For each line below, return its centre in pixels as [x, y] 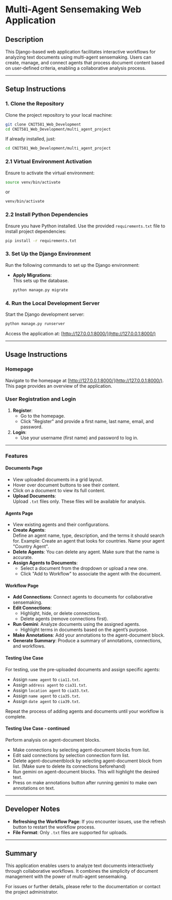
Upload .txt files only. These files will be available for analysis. [79, 501]
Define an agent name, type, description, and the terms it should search [89, 535]
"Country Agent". [31, 547]
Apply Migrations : [32, 275]
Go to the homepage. [43, 416]
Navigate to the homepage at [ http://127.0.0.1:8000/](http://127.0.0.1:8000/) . [84, 380]
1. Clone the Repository [35, 104]
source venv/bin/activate [33, 182]
